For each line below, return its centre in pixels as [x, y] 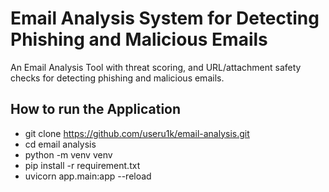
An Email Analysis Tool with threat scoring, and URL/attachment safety [156, 67]
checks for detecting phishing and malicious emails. [117, 78]
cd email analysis [60, 144]
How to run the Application [96, 109]
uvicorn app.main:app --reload [88, 176]
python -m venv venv [68, 154]
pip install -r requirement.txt [82, 165]
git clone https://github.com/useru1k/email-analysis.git [137, 133]
